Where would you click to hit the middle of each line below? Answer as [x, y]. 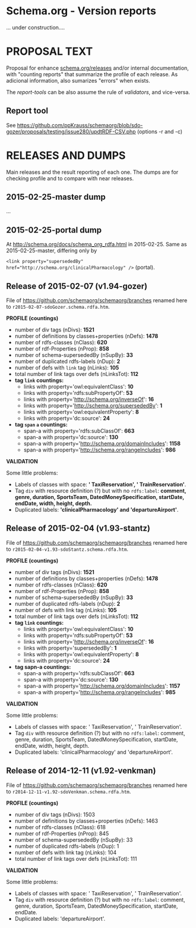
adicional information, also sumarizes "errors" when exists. [78, 80]
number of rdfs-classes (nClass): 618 [60, 827]
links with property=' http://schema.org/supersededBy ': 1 [93, 406]
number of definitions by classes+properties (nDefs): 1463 [86, 821]
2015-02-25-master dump [56, 197]
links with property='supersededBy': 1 [70, 648]
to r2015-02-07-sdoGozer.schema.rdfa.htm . [58, 307]
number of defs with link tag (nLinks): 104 [66, 852]
